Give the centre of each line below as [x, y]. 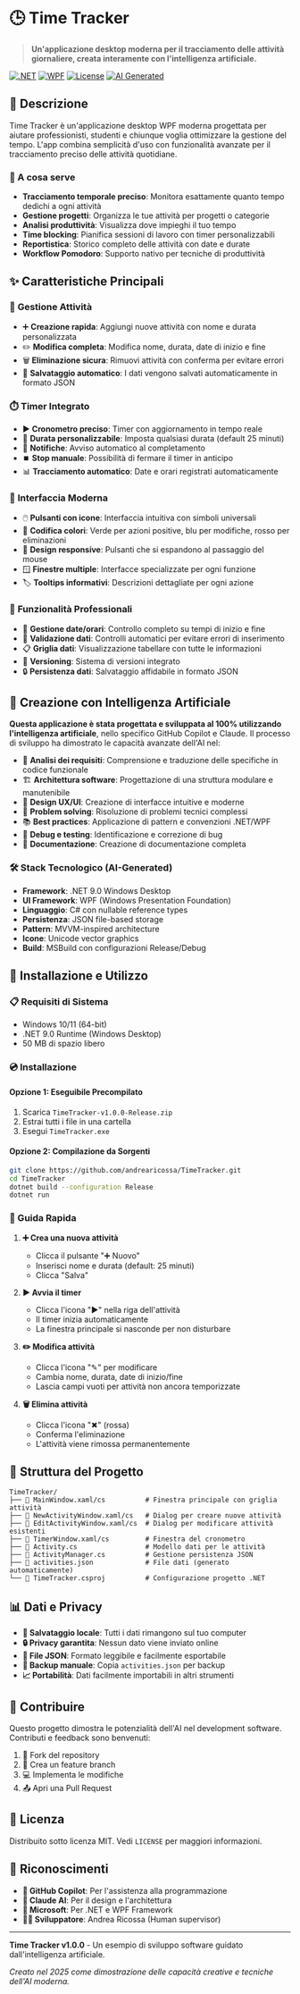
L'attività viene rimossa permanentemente [112, 1443]
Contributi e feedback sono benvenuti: [80, 1737]
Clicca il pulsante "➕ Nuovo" [87, 1255]
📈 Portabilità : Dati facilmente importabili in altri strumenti [128, 1675]
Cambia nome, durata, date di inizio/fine [109, 1376]
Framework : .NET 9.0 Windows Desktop [96, 890]
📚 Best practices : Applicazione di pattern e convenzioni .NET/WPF [146, 822]
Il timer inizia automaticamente [92, 1319]
